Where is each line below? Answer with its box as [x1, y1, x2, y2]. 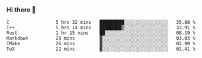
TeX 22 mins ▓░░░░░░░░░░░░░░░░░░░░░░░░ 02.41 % [6, 46, 196, 53]
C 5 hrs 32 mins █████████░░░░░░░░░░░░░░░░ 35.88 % [6, 20, 196, 26]
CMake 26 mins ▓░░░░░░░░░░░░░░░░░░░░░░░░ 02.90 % [6, 41, 196, 47]
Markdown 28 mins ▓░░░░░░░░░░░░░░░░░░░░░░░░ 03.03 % [6, 35, 196, 42]
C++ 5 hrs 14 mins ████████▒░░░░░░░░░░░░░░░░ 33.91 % [6, 24, 196, 31]
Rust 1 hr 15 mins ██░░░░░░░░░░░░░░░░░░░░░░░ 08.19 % [6, 30, 196, 36]
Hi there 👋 [6, 5, 37, 14]
